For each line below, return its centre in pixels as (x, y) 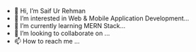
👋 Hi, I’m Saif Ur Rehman (50, 11)
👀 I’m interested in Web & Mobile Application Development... (102, 18)
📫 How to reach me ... (47, 41)
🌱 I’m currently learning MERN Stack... (70, 26)
